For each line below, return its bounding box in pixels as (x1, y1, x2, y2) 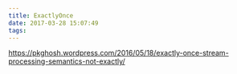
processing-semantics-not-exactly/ (8, 56, 126, 66)
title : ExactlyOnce (8, 11, 74, 20)
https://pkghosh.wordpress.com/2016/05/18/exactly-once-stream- (8, 49, 229, 58)
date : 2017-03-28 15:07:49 (8, 19, 99, 27)
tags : (8, 26, 27, 34)
